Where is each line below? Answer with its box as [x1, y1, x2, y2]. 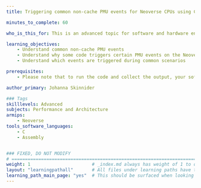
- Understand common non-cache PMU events [17, 47, 124, 53]
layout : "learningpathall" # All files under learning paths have [6, 167, 191, 173]
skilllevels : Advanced [6, 101, 63, 107]
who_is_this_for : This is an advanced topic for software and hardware [6, 30, 188, 36]
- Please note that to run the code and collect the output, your [17, 74, 186, 80]
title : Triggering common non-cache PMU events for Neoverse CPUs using [6, 8, 191, 15]
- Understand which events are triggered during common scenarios [17, 58, 186, 64]
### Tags [6, 95, 28, 101]
